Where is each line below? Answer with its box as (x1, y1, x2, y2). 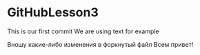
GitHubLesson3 (7, 5, 99, 20)
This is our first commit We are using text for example (7, 27, 160, 35)
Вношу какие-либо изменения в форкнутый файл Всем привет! (7, 40, 194, 48)
